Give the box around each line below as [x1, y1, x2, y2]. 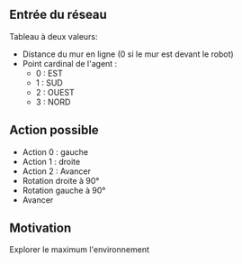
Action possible [9, 123, 99, 138]
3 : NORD [35, 96, 71, 107]
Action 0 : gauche [22, 146, 88, 157]
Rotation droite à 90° [22, 175, 100, 186]
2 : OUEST [35, 86, 75, 97]
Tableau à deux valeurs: [9, 31, 98, 41]
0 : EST [35, 68, 63, 78]
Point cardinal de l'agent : [22, 58, 118, 68]
